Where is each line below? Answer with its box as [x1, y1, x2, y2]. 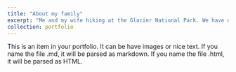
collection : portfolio [7, 23, 74, 30]
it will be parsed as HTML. [7, 57, 83, 66]
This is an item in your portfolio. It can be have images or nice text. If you [7, 43, 218, 51]
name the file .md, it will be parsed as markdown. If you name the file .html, [7, 50, 225, 58]
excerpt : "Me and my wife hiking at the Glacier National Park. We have [7, 17, 225, 24]
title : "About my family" [7, 10, 83, 17]
